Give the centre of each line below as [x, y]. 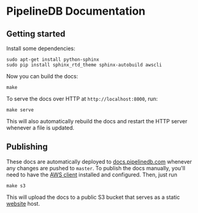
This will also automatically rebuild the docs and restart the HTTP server [97, 121]
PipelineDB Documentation [76, 11]
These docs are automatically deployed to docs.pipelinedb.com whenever [99, 161]
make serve [20, 110]
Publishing [27, 147]
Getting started [36, 34]
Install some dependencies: [41, 48]
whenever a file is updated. [41, 128]
